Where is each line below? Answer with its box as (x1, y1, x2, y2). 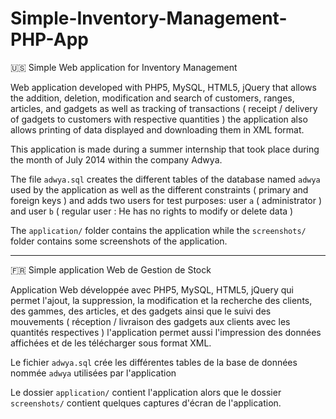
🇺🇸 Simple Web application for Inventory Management (10, 61, 238, 73)
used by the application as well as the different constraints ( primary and (10, 183, 309, 196)
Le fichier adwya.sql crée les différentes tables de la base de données (10, 356, 298, 368)
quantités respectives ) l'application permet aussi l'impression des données (10, 326, 322, 338)
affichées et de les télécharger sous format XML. (10, 337, 212, 349)
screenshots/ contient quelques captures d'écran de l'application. (10, 397, 282, 409)
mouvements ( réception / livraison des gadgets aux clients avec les (10, 315, 291, 327)
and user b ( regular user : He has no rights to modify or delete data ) (10, 205, 294, 217)
